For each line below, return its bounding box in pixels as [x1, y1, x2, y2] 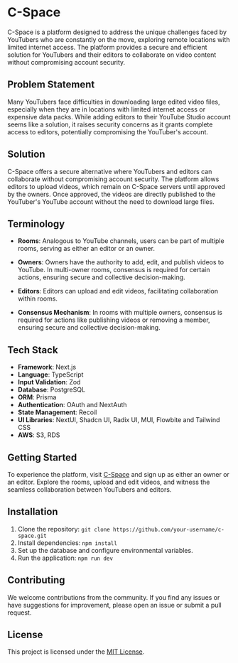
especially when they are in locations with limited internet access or [7, 104, 206, 114]
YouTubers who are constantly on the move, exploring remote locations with [7, 35, 230, 43]
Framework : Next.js [17, 363, 77, 372]
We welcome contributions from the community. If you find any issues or [7, 593, 220, 601]
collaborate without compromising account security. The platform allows [7, 175, 220, 183]
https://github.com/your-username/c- [112, 526, 225, 533]
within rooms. [17, 294, 58, 303]
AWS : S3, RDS [17, 431, 60, 439]
